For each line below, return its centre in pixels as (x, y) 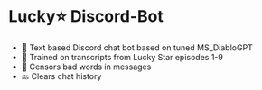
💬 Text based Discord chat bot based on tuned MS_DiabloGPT (137, 47)
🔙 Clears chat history (61, 76)
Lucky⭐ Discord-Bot (86, 17)
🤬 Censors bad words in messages (86, 67)
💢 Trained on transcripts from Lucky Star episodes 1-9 (122, 57)
